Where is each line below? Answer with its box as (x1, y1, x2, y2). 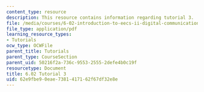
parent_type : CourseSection (6, 54, 78, 60)
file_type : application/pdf (6, 25, 78, 32)
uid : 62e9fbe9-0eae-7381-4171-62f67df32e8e (6, 76, 118, 82)
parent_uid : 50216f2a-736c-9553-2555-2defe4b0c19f (6, 59, 137, 65)
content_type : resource (6, 8, 67, 15)
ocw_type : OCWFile (6, 43, 53, 49)
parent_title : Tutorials (6, 48, 69, 54)
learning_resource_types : (6, 31, 72, 38)
